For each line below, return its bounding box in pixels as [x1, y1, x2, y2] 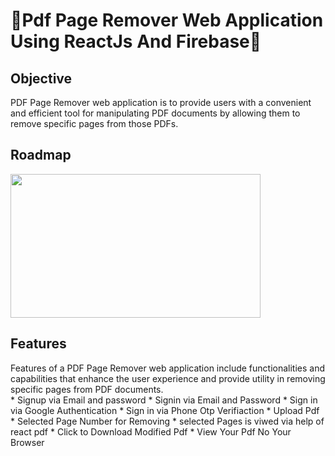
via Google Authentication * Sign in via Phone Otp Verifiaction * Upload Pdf [10, 404, 320, 416]
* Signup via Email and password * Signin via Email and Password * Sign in [10, 394, 318, 406]
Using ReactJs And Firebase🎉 [10, 30, 262, 53]
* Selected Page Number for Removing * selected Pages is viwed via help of [10, 415, 325, 427]
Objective [10, 70, 73, 87]
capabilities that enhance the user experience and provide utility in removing [10, 372, 326, 384]
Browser [10, 436, 45, 448]
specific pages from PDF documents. [10, 383, 164, 395]
